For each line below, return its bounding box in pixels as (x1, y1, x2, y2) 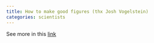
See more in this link (6, 30, 56, 37)
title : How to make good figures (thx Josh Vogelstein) (6, 8, 149, 15)
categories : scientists (6, 14, 66, 20)
